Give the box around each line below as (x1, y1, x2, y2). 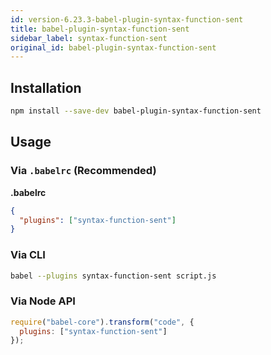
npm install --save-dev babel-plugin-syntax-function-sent (10, 106, 262, 116)
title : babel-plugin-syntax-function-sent (10, 24, 190, 34)
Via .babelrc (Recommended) (10, 164, 157, 178)
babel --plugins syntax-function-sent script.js (10, 271, 217, 281)
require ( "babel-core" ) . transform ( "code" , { (10, 317, 195, 327)
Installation (10, 79, 82, 96)
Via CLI (10, 248, 46, 262)
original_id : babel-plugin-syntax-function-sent (10, 42, 217, 53)
